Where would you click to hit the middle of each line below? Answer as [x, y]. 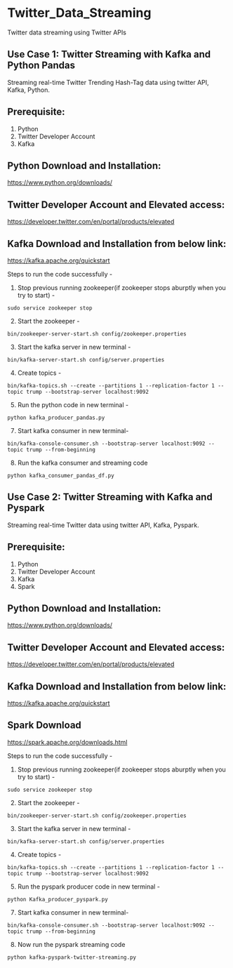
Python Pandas [41, 66]
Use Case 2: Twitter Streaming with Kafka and [110, 497]
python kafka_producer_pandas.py [56, 418]
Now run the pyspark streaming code [71, 944]
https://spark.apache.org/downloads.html [67, 742]
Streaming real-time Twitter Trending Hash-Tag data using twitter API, [108, 82]
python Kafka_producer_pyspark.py [58, 899]
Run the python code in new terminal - [73, 405]
